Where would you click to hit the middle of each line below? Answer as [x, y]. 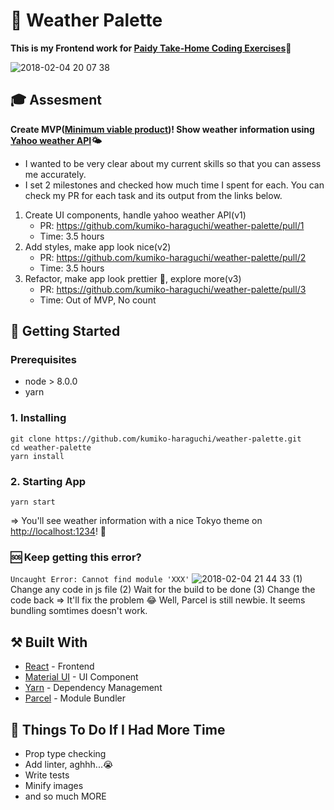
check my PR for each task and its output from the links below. [153, 195]
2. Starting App [48, 481]
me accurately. [55, 174]
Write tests [47, 775]
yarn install [37, 456]
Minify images [54, 785]
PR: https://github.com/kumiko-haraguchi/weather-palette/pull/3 [173, 289]
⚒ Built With [49, 642]
